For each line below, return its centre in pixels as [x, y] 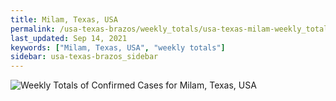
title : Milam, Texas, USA [64, 19]
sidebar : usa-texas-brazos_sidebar [84, 57]
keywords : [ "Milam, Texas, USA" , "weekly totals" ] [118, 47]
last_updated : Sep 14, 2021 [69, 38]
